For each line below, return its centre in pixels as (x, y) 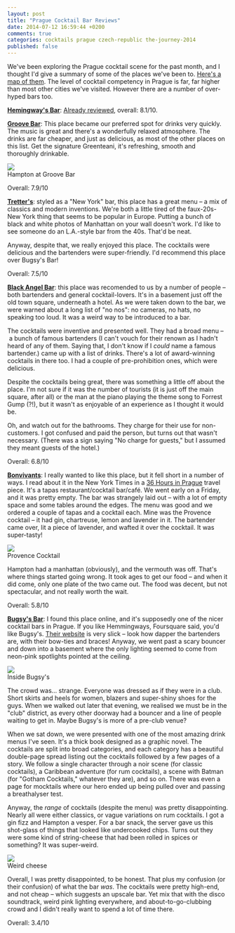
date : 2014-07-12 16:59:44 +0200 (56, 27)
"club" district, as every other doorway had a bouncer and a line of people (115, 713)
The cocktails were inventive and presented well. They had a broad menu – (116, 331)
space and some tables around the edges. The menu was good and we (110, 505)
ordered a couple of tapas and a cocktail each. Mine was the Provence (109, 512)
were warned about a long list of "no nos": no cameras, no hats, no (104, 310)
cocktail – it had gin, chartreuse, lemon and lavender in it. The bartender (112, 520)
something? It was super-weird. (53, 845)
